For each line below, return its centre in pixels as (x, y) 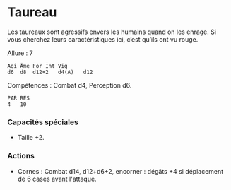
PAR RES (19, 98)
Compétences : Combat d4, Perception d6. (70, 85)
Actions (21, 156)
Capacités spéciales (43, 122)
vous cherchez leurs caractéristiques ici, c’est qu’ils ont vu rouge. (103, 39)
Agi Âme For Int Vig (38, 66)
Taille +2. (31, 138)
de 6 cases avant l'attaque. (57, 179)
